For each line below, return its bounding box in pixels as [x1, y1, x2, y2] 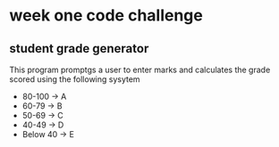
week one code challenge [9, 5, 203, 26]
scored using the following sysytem [9, 74, 140, 85]
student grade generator [9, 41, 149, 56]
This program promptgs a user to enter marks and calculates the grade [9, 64, 271, 75]
